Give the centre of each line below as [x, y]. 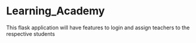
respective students [31, 33]
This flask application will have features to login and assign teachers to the [98, 27]
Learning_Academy [56, 11]
